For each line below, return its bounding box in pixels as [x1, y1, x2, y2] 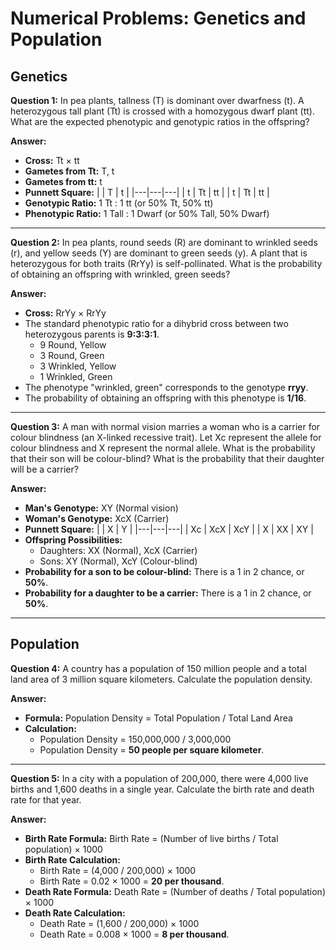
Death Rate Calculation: [24, 907, 126, 919]
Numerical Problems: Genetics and [10, 7, 307, 30]
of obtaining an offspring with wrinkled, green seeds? [10, 268, 231, 280]
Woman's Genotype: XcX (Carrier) [24, 513, 170, 524]
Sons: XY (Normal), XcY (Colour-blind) [39, 555, 198, 567]
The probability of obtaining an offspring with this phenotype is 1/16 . [24, 392, 307, 404]
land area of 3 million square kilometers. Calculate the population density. [10, 673, 313, 685]
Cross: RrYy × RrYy [24, 307, 107, 319]
